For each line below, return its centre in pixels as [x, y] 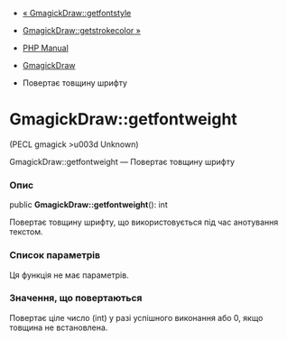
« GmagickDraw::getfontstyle [77, 13]
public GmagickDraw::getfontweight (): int [89, 205]
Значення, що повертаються [76, 299]
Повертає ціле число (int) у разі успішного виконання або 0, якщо [136, 317]
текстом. [26, 232]
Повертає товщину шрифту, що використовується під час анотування [144, 222]
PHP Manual [46, 48]
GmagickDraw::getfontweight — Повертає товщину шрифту [122, 161]
